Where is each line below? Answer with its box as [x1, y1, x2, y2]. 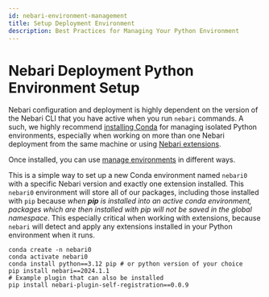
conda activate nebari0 [8, 253, 89, 262]
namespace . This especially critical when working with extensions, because [8, 213, 261, 223]
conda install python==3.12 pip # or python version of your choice [8, 260, 243, 268]
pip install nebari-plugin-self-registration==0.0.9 [8, 281, 189, 290]
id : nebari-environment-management [8, 11, 128, 20]
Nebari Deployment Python [8, 61, 194, 80]
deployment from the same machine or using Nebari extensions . [8, 139, 221, 149]
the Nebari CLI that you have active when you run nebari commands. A [8, 113, 244, 123]
